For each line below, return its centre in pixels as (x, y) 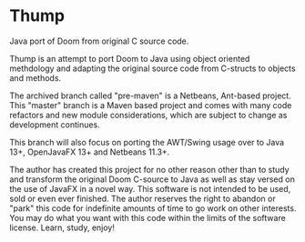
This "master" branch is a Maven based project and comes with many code (151, 105)
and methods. (36, 77)
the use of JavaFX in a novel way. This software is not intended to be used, (150, 188)
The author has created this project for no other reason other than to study (149, 169)
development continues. (55, 125)
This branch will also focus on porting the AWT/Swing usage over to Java (147, 142)
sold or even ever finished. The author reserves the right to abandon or (142, 198)
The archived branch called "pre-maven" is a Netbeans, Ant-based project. (150, 96)
